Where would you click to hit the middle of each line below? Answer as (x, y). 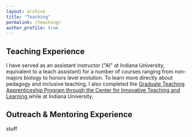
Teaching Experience (46, 51)
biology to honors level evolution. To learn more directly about (98, 78)
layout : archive (26, 11)
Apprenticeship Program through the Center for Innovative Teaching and (93, 90)
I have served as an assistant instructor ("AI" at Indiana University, (85, 65)
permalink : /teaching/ (34, 22)
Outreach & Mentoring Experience (69, 115)
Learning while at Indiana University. (50, 96)
